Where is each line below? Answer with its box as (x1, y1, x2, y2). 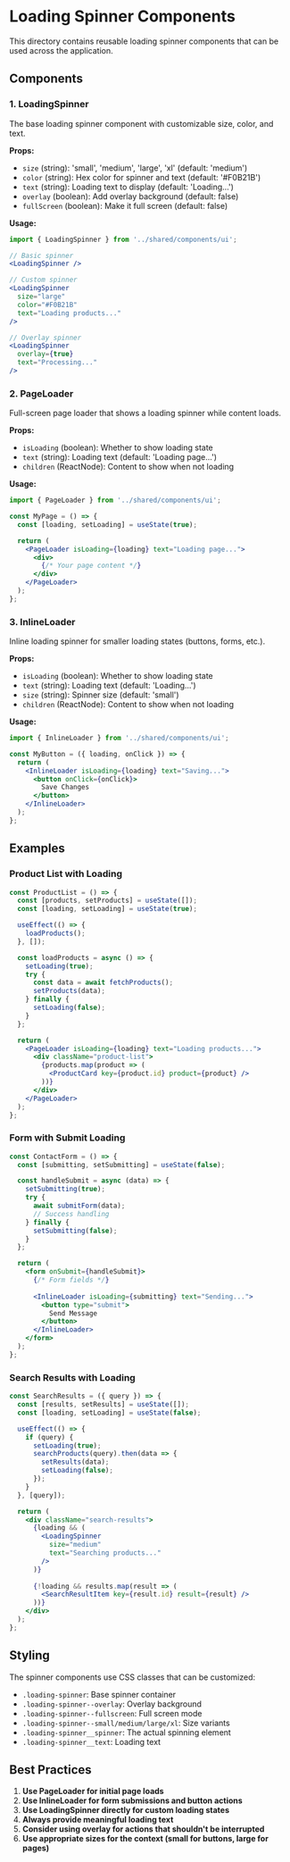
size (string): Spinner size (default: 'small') (21, 689, 180, 700)
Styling (9, 1648, 51, 1663)
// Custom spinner (9, 275, 78, 285)
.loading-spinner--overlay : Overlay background (21, 1699, 203, 1709)
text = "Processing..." (17, 358, 98, 367)
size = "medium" (48, 1541, 102, 1549)
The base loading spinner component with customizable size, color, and (9, 118, 274, 129)
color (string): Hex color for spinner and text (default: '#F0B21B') (21, 171, 261, 182)
